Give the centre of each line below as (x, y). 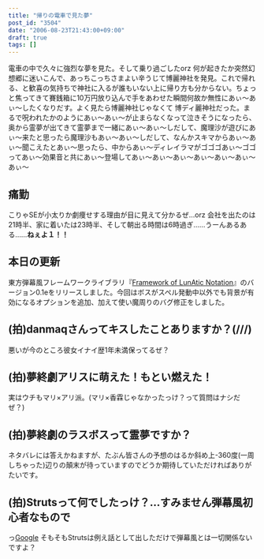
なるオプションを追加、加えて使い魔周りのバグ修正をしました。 (125, 302)
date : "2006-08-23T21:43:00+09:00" (67, 30)
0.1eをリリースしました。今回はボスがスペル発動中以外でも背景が (141, 292)
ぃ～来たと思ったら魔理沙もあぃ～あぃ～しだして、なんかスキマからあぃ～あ (132, 137)
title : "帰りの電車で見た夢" (50, 15)
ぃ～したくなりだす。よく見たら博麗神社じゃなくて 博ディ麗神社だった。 (126, 108)
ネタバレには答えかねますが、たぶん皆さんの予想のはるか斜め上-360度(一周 (131, 456)
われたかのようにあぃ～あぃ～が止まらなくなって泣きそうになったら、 (142, 118)
